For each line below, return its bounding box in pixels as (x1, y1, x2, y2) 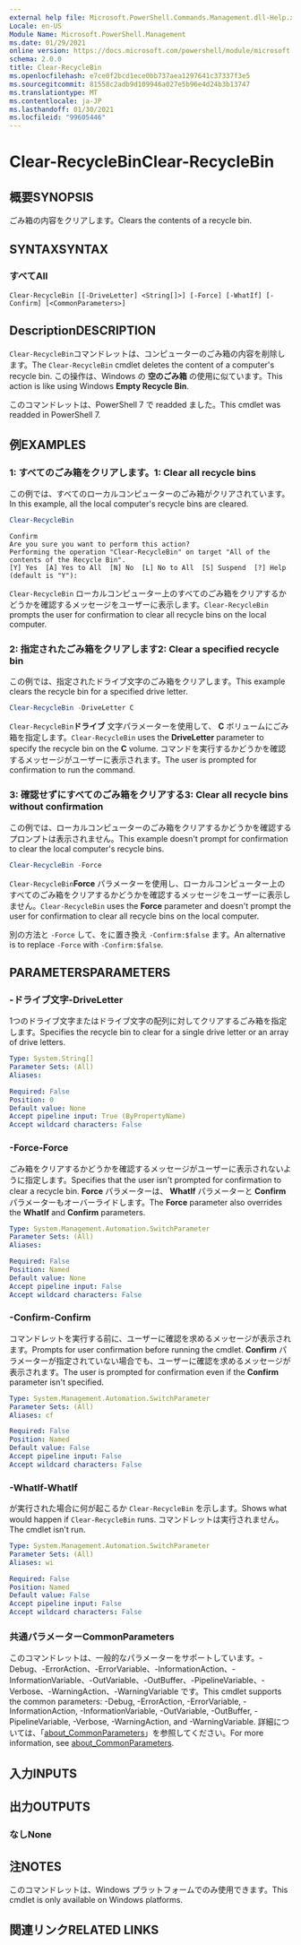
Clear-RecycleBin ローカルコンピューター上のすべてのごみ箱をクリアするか (9, 588, 287, 599)
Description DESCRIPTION (9, 324, 157, 339)
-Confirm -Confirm (9, 1311, 91, 1324)
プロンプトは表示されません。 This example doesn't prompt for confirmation (9, 833, 288, 843)
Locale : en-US (9, 22, 63, 30)
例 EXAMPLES (9, 437, 87, 453)
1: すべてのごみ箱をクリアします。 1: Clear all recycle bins (9, 466, 257, 479)
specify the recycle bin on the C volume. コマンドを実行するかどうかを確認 (9, 743, 287, 754)
